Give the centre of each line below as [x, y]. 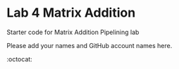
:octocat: [19, 59]
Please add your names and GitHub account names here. [89, 45]
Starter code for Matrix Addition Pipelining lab [73, 32]
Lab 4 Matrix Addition [71, 13]
